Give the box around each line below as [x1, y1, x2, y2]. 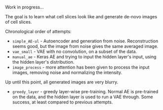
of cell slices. [5, 19, 32, 25]
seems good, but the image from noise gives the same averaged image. [12, 43, 159, 49]
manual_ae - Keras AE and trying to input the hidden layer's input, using [12, 54, 157, 60]
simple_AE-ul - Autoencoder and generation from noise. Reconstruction [12, 38, 159, 44]
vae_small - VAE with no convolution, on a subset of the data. [12, 49, 137, 54]
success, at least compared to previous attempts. [12, 99, 113, 105]
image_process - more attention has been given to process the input [12, 64, 150, 70]
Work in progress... [5, 4, 44, 10]
